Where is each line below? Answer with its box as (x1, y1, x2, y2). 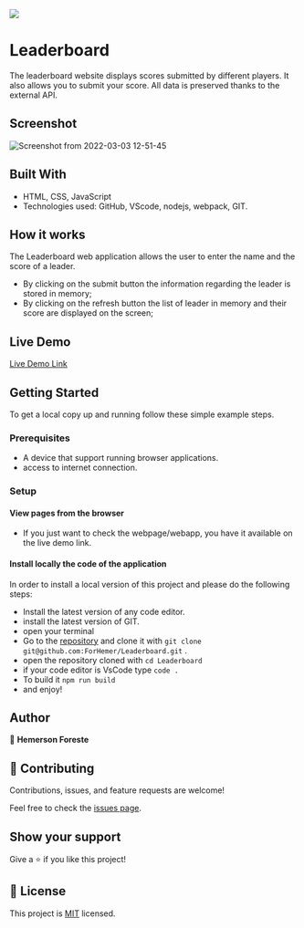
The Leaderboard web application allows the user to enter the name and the (9, 251, 296, 262)
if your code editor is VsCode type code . (22, 664, 179, 675)
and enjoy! (22, 683, 63, 694)
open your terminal (22, 625, 94, 636)
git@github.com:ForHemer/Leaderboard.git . (22, 644, 187, 656)
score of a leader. (9, 261, 76, 272)
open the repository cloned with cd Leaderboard (22, 654, 203, 665)
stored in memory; (22, 288, 92, 299)
